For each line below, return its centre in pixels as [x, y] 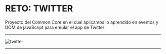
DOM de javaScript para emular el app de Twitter [55, 27]
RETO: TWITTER [39, 9]
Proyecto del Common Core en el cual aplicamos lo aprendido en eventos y [82, 22]
